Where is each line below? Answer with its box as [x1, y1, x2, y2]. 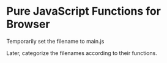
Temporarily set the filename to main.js [6, 37, 105, 45]
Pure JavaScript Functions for [6, 4, 161, 18]
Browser [6, 17, 50, 31]
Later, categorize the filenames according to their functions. [6, 49, 157, 56]
